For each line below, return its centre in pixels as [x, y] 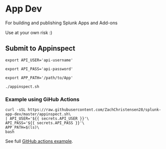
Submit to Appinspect [40, 48]
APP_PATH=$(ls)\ [22, 128]
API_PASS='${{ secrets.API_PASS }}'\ [45, 123]
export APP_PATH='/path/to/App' [39, 78]
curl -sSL [16, 110]
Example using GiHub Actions [42, 99]
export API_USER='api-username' [39, 60]
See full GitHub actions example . [39, 141]
